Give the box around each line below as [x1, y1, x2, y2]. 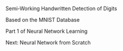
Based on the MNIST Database [5, 16, 80, 23]
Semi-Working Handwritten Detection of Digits [5, 5, 118, 12]
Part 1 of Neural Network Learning [5, 28, 88, 35]
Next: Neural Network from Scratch [5, 39, 91, 46]
